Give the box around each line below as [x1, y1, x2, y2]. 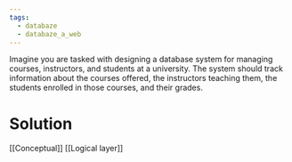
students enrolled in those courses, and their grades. [9, 82, 203, 93]
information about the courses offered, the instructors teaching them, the [9, 73, 278, 84]
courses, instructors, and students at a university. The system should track [9, 63, 283, 74]
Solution [9, 113, 73, 134]
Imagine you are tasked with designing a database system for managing [9, 54, 273, 65]
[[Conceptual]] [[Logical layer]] [9, 143, 124, 154]
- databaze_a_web [17, 29, 82, 38]
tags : [9, 12, 29, 22]
